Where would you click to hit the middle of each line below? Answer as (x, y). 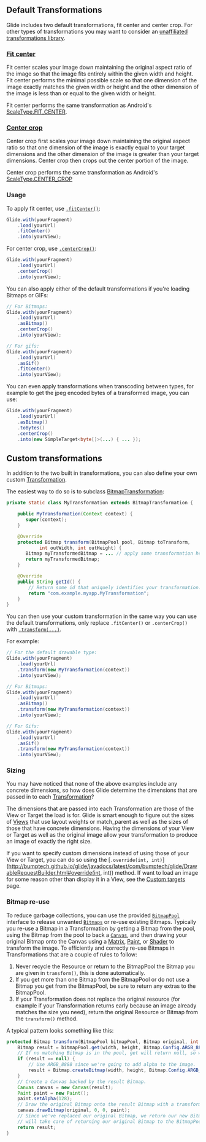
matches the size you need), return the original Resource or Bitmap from (106, 1012)
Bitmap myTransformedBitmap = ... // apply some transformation (109, 553)
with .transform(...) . (34, 630)
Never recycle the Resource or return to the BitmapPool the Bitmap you (105, 966)
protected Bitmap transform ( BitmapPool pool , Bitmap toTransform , (104, 542)
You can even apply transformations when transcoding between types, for (100, 386)
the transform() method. (46, 1019)
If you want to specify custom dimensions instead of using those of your (97, 853)
